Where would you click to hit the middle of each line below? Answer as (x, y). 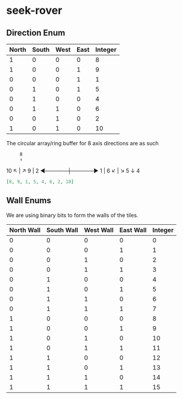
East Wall (133, 230)
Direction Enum (36, 33)
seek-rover (34, 11)
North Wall (25, 230)
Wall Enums (29, 200)
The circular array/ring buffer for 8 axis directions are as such (82, 143)
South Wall (62, 230)
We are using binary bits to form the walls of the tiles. (72, 215)
